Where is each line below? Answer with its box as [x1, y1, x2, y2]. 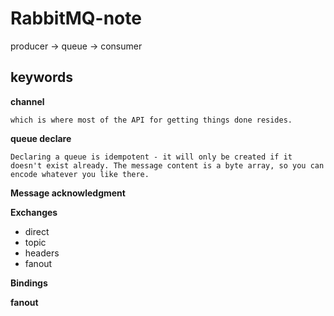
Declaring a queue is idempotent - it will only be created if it [10, 152, 293, 162]
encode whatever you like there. [10, 169, 150, 179]
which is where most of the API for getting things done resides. [10, 115, 293, 125]
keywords [10, 69, 73, 86]
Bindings [10, 277, 48, 289]
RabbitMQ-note [10, 7, 142, 30]
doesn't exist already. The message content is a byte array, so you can [10, 160, 325, 171]
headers [24, 247, 60, 259]
